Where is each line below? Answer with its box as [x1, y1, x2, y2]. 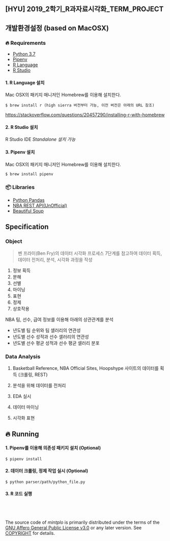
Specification [5, 223, 49, 231]
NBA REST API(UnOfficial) [12, 202, 68, 208]
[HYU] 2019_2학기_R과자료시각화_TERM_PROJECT [5, 5, 164, 14]
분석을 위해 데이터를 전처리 [12, 382, 66, 388]
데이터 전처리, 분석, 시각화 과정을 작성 [17, 256, 93, 262]
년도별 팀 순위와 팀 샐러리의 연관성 [12, 327, 81, 333]
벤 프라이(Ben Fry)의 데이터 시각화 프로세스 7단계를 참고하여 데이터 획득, [17, 250, 162, 256]
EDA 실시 [12, 393, 32, 399]
